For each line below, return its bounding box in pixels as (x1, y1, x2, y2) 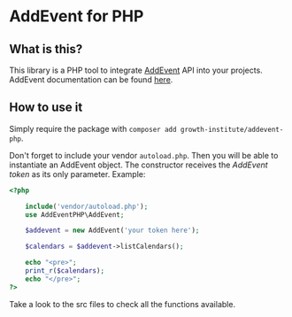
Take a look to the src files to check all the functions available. (9, 298, 236, 309)
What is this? (9, 42, 83, 57)
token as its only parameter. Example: (9, 168, 146, 179)
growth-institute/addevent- (180, 125, 284, 134)
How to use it (9, 100, 83, 115)
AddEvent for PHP (9, 6, 144, 27)
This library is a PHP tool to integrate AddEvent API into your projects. (9, 65, 263, 75)
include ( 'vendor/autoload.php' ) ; (25, 202, 149, 211)
